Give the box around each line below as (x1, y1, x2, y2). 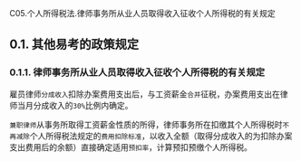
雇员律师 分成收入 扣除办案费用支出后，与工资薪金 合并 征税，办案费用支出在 (9, 89, 281, 99)
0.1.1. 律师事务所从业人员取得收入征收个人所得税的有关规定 (9, 66, 266, 79)
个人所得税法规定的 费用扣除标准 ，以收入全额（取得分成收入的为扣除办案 (29, 130, 293, 141)
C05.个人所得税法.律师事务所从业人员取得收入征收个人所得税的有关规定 (9, 8, 277, 18)
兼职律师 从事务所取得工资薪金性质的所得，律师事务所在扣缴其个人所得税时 (9, 118, 283, 129)
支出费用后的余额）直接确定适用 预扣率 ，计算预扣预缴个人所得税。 (9, 141, 252, 152)
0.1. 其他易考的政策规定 (9, 37, 140, 52)
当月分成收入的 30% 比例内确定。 (16, 99, 133, 110)
